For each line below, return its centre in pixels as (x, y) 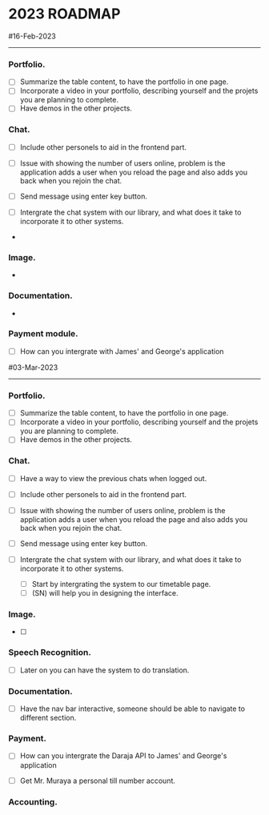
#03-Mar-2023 (33, 367)
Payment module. (43, 334)
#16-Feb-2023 (32, 36)
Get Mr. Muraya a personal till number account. (98, 781)
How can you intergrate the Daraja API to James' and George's (123, 756)
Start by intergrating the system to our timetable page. (121, 584)
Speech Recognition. (50, 652)
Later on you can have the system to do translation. (104, 670)
